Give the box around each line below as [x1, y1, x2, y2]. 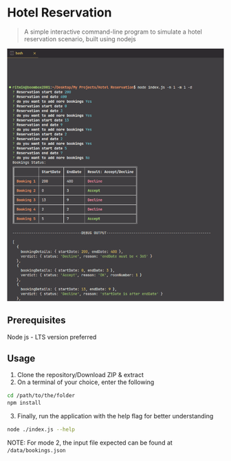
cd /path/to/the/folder [7, 392, 76, 399]
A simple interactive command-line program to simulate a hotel [23, 27, 203, 36]
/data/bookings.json [7, 447, 67, 454]
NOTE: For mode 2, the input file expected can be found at [7, 438, 173, 447]
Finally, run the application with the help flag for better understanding [16, 412, 214, 420]
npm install [7, 400, 41, 407]
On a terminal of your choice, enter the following [16, 378, 155, 386]
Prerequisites [7, 315, 66, 326]
